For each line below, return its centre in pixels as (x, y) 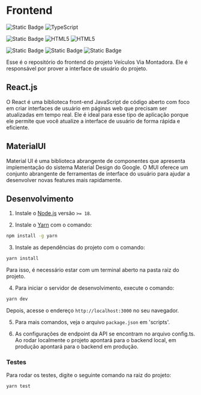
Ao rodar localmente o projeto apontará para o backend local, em (96, 340)
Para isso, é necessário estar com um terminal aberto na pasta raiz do (93, 270)
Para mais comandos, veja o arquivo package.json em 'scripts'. (92, 322)
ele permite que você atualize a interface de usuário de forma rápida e (93, 121)
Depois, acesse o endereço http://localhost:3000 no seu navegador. (93, 311)
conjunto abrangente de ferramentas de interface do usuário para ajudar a (98, 173)
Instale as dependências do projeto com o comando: (80, 248)
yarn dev (17, 299)
